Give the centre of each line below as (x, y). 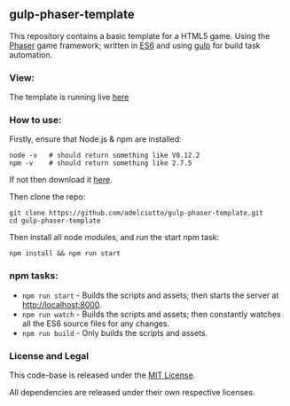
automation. (31, 55)
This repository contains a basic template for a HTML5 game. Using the (140, 35)
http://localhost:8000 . (62, 304)
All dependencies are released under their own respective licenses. (132, 392)
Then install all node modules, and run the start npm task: (114, 238)
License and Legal (49, 355)
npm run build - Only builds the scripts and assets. (115, 332)
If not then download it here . (61, 180)
